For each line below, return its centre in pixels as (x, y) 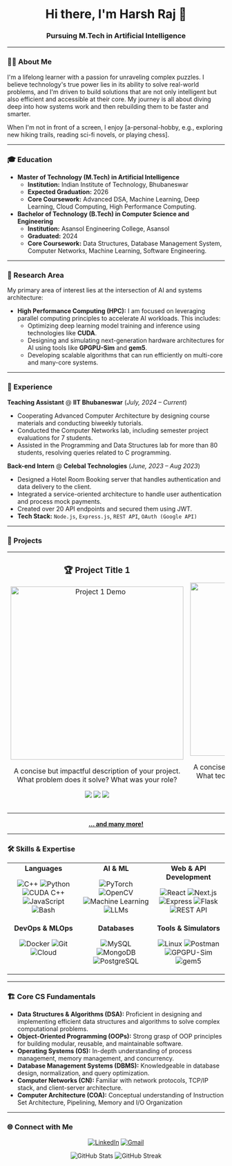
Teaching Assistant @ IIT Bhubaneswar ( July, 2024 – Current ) (97, 402)
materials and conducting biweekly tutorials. (80, 423)
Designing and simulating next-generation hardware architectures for (126, 341)
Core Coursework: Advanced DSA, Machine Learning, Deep (114, 200)
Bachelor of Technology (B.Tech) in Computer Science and (103, 214)
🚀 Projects (25, 540)
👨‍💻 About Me (29, 62)
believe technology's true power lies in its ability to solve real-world (103, 84)
